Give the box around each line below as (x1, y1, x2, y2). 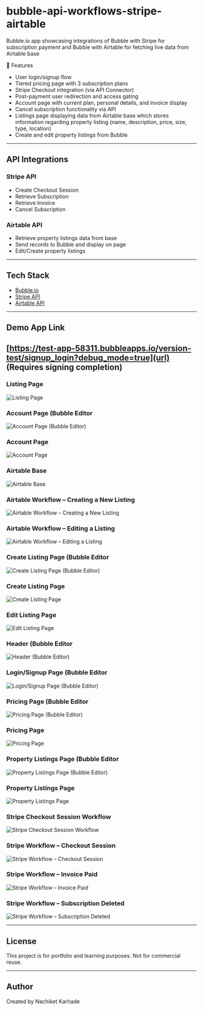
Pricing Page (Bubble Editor (6, 697, 89, 706)
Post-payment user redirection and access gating (14, 93, 139, 100)
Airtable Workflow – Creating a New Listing (6, 495, 135, 504)
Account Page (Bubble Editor (6, 409, 93, 417)
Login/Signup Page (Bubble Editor (6, 668, 108, 677)
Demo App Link (6, 322, 65, 333)
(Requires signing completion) (6, 362, 123, 372)
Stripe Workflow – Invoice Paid (6, 870, 98, 879)
